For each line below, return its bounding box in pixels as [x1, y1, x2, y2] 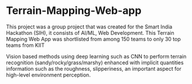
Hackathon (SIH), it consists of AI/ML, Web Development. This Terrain [6, 29, 174, 36]
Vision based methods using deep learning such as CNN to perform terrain [6, 53, 187, 60]
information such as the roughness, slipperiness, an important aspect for [6, 65, 181, 72]
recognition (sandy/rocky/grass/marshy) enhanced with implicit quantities [6, 59, 184, 66]
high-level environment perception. [6, 71, 91, 78]
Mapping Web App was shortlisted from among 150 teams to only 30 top [6, 35, 181, 42]
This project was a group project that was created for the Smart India [6, 23, 173, 30]
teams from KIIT [6, 42, 45, 49]
